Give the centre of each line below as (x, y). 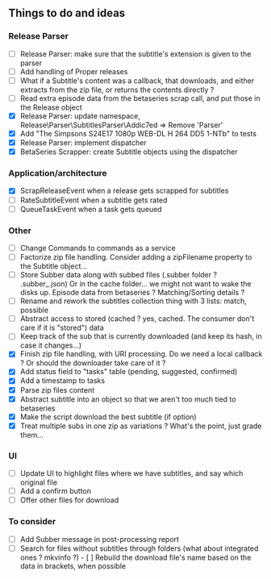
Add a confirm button (55, 491)
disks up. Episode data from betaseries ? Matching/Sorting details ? (132, 293)
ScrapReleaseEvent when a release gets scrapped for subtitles (124, 191)
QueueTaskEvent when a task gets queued (91, 209)
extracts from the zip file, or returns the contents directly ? (117, 90)
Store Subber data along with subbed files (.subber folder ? (119, 275)
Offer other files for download (69, 500)
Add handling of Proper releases (74, 71)
